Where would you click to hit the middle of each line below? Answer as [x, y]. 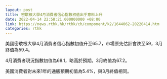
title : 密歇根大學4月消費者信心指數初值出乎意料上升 [54, 15]
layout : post [19, 10]
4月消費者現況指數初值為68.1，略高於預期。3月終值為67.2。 [68, 60]
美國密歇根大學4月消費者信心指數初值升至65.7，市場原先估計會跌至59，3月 [84, 44]
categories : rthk [24, 29]
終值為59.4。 [19, 50]
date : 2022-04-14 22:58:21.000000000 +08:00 [53, 19]
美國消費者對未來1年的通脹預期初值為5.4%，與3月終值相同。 [69, 71]
